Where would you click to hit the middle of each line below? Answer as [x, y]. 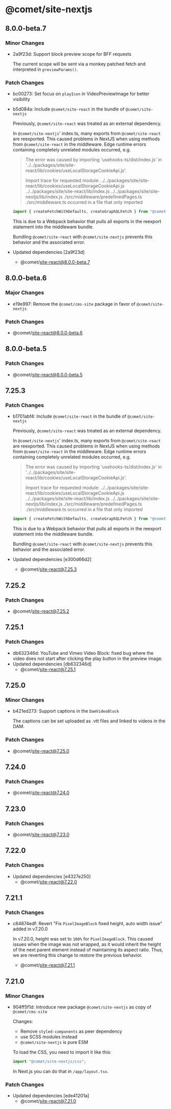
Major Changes [25, 293]
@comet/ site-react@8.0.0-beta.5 [47, 374]
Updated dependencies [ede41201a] [51, 1096]
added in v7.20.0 [30, 929]
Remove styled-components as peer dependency [71, 1031]
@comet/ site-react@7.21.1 [47, 965]
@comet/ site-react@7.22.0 [49, 882]
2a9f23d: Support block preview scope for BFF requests [72, 54]
